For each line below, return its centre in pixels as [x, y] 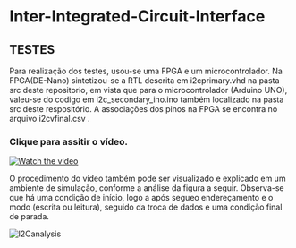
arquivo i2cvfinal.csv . [50, 119]
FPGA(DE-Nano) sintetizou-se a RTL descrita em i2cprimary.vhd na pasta [144, 81]
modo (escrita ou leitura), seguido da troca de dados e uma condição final [146, 207]
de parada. [29, 217]
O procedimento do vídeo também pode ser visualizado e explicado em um [148, 179]
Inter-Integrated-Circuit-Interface [137, 17]
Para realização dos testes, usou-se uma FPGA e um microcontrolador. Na [146, 71]
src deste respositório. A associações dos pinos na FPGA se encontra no [144, 109]
